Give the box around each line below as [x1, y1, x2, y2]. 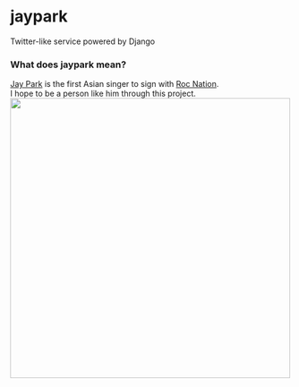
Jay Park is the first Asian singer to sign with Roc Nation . [10, 79, 219, 90]
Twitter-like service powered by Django [10, 36, 156, 47]
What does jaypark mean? [10, 58, 127, 71]
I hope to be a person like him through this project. [10, 88, 196, 99]
